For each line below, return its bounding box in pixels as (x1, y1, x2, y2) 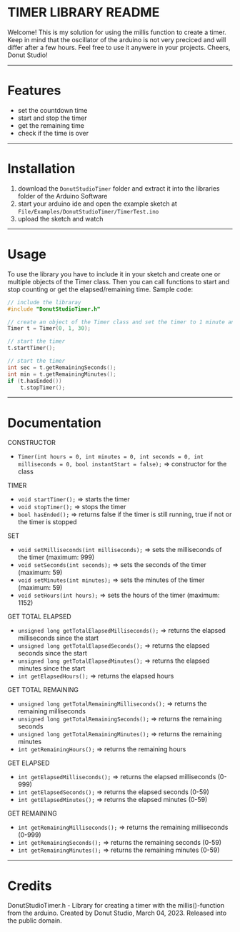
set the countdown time (17, 106, 88, 114)
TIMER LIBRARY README (7, 4, 160, 21)
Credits (7, 878, 52, 893)
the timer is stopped (17, 518, 77, 526)
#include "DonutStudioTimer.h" (7, 305, 101, 313)
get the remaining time (17, 121, 84, 129)
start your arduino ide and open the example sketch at (17, 199, 177, 208)
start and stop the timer (17, 114, 87, 122)
